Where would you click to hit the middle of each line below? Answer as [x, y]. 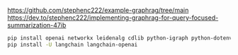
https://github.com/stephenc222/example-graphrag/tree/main [98, 10]
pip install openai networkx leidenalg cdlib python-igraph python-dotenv [120, 38]
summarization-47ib [37, 25]
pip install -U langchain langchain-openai [73, 44]
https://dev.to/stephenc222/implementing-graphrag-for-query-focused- [113, 18]
